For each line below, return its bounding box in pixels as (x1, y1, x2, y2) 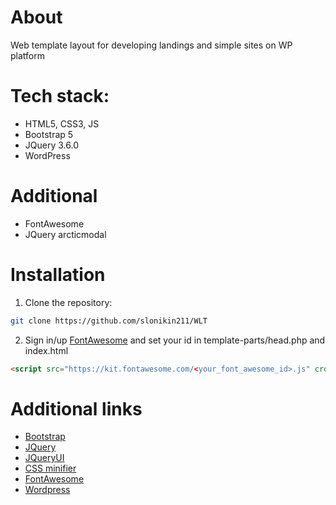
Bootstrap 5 (24, 128, 74, 140)
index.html (24, 344, 69, 356)
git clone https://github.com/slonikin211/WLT (10, 316, 208, 326)
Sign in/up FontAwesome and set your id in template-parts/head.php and (24, 334, 326, 346)
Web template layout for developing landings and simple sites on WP (10, 39, 293, 51)
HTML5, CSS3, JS (24, 117, 100, 130)
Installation (10, 264, 106, 286)
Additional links (10, 397, 143, 420)
